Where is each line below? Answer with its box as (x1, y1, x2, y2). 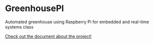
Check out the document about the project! (5, 33, 92, 39)
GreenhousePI (5, 3, 64, 14)
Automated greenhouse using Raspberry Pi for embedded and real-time (5, 19, 150, 25)
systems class (5, 24, 34, 29)
